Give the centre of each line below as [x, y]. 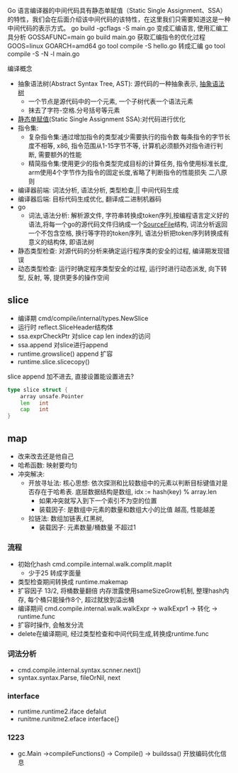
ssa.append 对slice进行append [63, 345]
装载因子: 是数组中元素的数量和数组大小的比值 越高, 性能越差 [127, 509]
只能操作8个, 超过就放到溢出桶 [90, 600]
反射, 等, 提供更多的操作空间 [68, 278]
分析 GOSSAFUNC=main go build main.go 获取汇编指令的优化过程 [109, 37]
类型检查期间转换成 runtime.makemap [73, 582]
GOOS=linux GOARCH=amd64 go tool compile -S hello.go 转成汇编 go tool [116, 46]
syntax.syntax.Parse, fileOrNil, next [69, 677]
